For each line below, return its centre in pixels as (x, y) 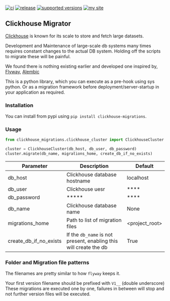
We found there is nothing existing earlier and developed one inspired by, (81, 66)
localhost (138, 178)
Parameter (35, 166)
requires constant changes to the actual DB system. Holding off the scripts (83, 51)
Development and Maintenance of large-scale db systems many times (78, 46)
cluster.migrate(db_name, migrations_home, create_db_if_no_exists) (79, 154)
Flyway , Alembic (22, 71)
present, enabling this (92, 241)
